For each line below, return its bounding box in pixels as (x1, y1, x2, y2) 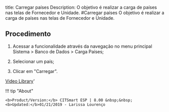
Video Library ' (5, 78, 35, 84)
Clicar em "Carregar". (12, 68, 58, 74)
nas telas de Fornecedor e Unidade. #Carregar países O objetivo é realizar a (5, 10, 164, 16)
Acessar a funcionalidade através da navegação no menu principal (12, 43, 152, 49)
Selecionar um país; (12, 58, 54, 64)
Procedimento (5, 30, 51, 39)
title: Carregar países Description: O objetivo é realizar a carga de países (5, 5, 157, 10)
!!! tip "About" (5, 88, 33, 94)
